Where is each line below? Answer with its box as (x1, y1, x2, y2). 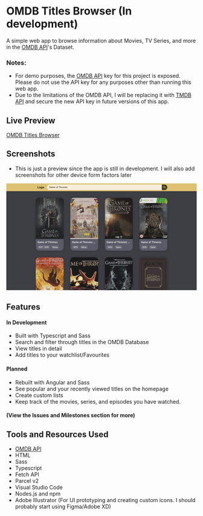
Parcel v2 (14, 477, 39, 485)
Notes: (6, 59, 27, 67)
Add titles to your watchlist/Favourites (14, 351, 110, 358)
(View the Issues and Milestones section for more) (6, 412, 135, 419)
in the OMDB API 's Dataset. (6, 43, 74, 51)
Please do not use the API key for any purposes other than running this (14, 78, 192, 86)
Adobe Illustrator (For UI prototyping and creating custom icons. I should (14, 497, 196, 504)
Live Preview (6, 115, 56, 126)
